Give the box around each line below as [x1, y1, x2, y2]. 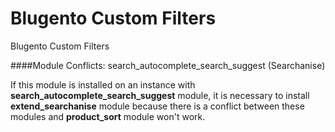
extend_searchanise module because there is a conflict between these [10, 100, 305, 112]
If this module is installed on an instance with [10, 78, 196, 91]
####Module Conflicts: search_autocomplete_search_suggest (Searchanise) [10, 59, 326, 71]
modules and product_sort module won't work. [10, 110, 206, 122]
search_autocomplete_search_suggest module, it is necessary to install [10, 89, 310, 101]
